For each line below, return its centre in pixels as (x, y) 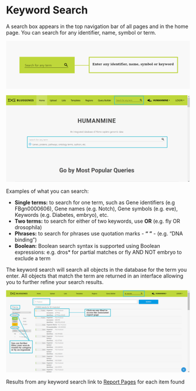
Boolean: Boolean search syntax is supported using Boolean (87, 245)
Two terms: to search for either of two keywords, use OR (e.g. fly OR (97, 221)
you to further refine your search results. (55, 282)
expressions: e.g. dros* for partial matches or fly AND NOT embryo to (98, 252)
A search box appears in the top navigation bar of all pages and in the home (97, 26)
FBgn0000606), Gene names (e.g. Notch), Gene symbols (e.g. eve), (96, 209)
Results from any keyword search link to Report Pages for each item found (95, 382)
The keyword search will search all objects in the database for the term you (97, 269)
